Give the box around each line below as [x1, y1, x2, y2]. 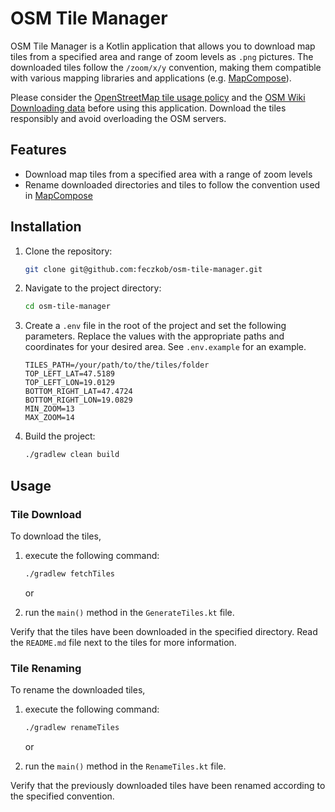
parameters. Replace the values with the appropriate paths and [24, 330, 285, 342]
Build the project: [24, 430, 96, 442]
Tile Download [10, 507, 82, 521]
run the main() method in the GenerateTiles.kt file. [24, 606, 235, 618]
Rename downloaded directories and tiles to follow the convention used [24, 178, 321, 191]
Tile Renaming [10, 661, 82, 675]
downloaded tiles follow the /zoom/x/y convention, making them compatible [10, 61, 322, 73]
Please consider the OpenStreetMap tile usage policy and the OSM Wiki [10, 91, 306, 103]
